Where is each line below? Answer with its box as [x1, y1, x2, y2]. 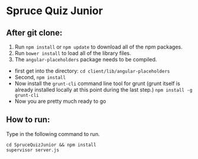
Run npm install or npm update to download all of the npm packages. [14, 43, 183, 50]
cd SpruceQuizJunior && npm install [6, 142, 96, 148]
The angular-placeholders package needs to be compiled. [14, 56, 157, 63]
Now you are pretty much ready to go [14, 98, 106, 105]
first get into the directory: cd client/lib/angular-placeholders [14, 67, 170, 74]
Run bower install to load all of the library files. [14, 50, 131, 57]
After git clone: [6, 28, 63, 38]
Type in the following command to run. [6, 130, 100, 137]
